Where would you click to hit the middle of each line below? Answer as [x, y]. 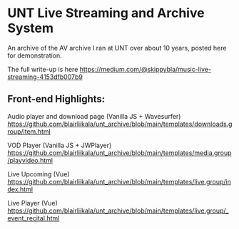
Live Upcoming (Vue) [39, 174]
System [31, 28]
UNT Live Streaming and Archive [106, 13]
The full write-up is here [43, 69]
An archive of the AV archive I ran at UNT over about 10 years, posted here [117, 48]
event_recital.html [34, 218]
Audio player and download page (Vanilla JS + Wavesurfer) [94, 116]
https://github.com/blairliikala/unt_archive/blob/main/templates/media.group [119, 153]
